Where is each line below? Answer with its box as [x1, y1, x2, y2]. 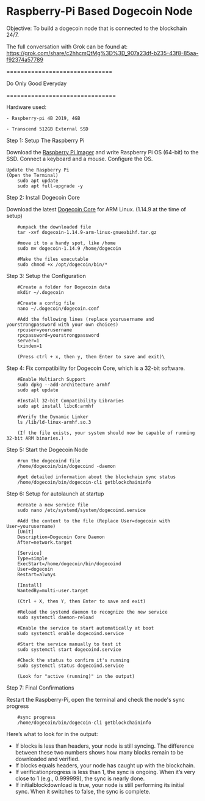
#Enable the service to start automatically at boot [17, 625, 154, 631]
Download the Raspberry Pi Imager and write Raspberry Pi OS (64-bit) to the [6, 148, 199, 156]
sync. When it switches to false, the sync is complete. [15, 788, 151, 795]
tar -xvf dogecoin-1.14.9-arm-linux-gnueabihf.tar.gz [17, 229, 157, 235]
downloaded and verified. [15, 755, 80, 762]
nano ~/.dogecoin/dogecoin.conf [17, 305, 99, 312]
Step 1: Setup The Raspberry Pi [6, 137, 85, 144]
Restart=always [17, 571, 56, 577]
